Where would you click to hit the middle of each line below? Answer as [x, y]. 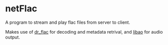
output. [13, 37]
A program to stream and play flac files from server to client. [68, 22]
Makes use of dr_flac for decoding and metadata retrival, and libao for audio [84, 32]
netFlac [21, 9]
